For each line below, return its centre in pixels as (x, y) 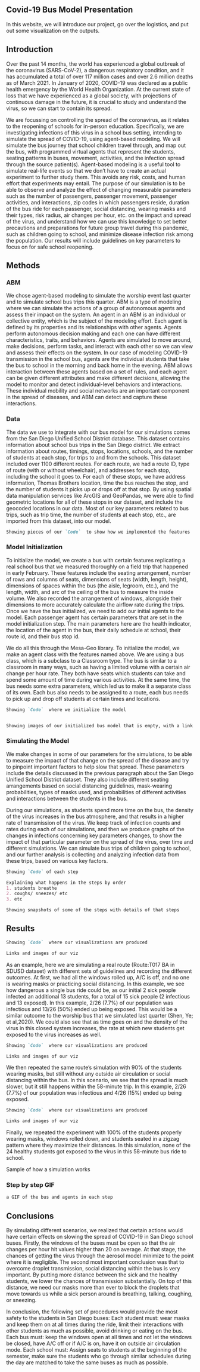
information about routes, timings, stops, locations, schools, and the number (100, 451)
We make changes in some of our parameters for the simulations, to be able (99, 754)
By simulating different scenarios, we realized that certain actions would (95, 1230)
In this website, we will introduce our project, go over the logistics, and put (97, 24)
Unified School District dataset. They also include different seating (87, 779)
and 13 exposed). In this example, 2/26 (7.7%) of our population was (90, 1003)
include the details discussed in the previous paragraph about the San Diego (100, 773)
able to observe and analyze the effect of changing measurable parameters (99, 189)
